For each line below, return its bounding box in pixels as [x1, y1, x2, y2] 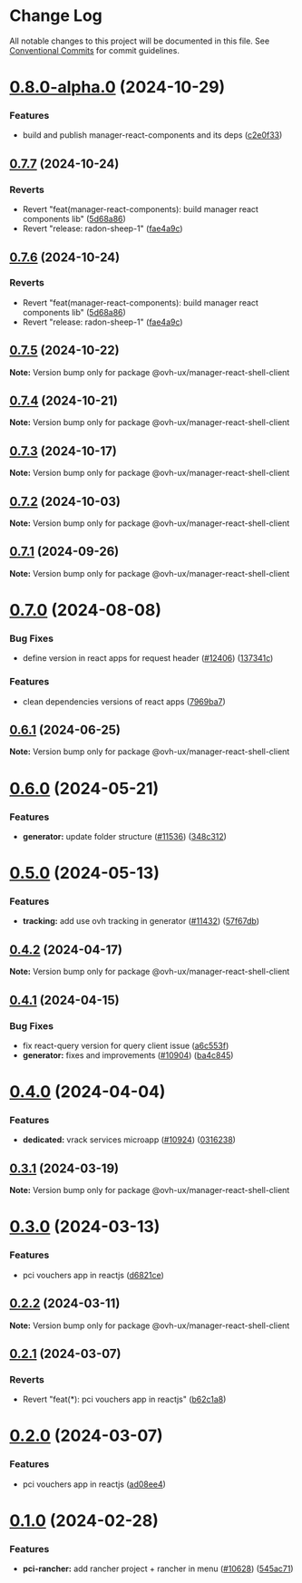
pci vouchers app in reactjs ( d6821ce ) [22, 1269, 165, 1280]
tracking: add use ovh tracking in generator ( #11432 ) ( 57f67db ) [22, 916, 260, 927]
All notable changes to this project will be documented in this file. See [9, 35, 270, 46]
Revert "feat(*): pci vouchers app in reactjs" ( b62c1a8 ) [22, 1394, 227, 1405]
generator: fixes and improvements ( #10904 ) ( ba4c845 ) [22, 1049, 234, 1061]
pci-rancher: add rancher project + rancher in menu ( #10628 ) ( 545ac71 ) [22, 1563, 294, 1574]
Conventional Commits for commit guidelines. [9, 44, 180, 55]
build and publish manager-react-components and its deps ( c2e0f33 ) [22, 130, 283, 141]
